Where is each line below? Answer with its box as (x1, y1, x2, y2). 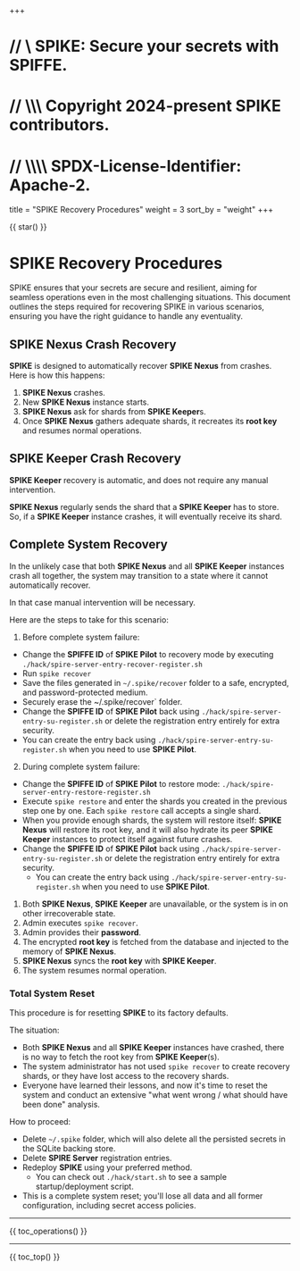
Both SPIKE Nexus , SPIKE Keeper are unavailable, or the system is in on (21, 899, 288, 909)
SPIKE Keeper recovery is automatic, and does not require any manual (9, 474, 269, 485)
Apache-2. (9, 175, 91, 195)
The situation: (9, 1024, 60, 1035)
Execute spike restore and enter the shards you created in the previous (21, 796, 287, 807)
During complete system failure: (21, 761, 140, 772)
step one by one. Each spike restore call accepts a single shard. (21, 805, 262, 815)
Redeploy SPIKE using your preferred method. (21, 1162, 193, 1173)
